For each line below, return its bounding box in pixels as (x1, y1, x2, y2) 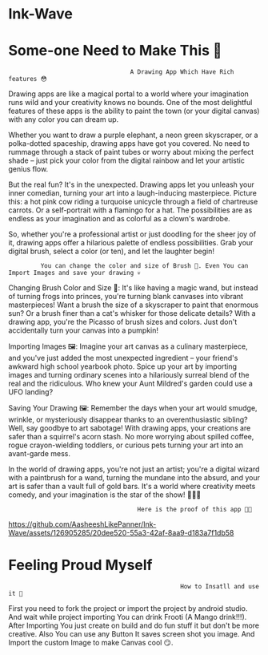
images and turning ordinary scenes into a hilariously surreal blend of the (8, 370, 250, 380)
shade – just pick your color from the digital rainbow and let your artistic (8, 156, 246, 165)
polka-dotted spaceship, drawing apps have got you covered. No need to (8, 139, 250, 148)
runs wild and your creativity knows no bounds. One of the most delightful (8, 98, 253, 107)
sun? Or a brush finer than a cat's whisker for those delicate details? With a (8, 309, 256, 318)
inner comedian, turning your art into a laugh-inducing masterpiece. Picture (8, 188, 258, 198)
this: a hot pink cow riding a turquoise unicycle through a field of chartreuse (8, 197, 258, 207)
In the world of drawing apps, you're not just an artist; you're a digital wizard (8, 464, 260, 474)
